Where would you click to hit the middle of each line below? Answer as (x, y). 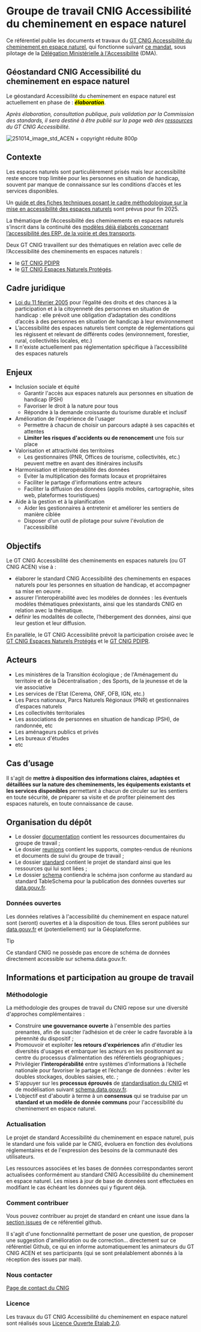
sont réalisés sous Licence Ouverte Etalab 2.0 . (64, 1323)
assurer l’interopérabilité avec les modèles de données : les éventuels (101, 598)
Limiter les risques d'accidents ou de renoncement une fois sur (104, 438)
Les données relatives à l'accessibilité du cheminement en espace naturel (97, 916)
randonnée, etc (34, 725)
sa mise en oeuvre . (39, 591)
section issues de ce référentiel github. (54, 1222)
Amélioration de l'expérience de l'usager (65, 419)
